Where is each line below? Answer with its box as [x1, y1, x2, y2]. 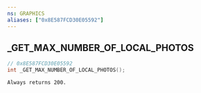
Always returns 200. [7, 79, 67, 86]
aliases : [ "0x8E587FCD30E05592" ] [7, 17, 104, 23]
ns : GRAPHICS [7, 10, 45, 17]
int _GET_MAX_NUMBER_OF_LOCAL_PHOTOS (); [7, 67, 126, 74]
